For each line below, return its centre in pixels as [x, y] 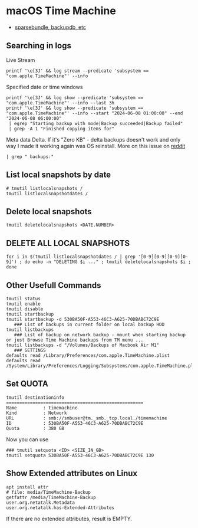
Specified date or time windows [44, 87]
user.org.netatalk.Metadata [41, 503]
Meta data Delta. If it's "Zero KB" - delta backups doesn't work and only [93, 139]
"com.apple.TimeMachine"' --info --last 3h [60, 103]
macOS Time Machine [61, 11]
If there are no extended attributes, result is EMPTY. [69, 519]
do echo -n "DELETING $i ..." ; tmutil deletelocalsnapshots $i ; [108, 262]
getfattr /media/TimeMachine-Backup [51, 497]
